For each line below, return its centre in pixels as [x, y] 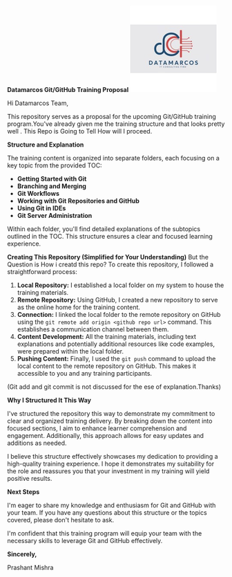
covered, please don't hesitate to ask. [61, 520]
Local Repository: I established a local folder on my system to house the [120, 285]
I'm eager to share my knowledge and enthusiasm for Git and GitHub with [112, 505]
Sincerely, [22, 554]
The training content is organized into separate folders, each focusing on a [113, 158]
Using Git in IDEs [41, 208]
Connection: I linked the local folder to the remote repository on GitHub [119, 314]
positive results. [30, 478]
